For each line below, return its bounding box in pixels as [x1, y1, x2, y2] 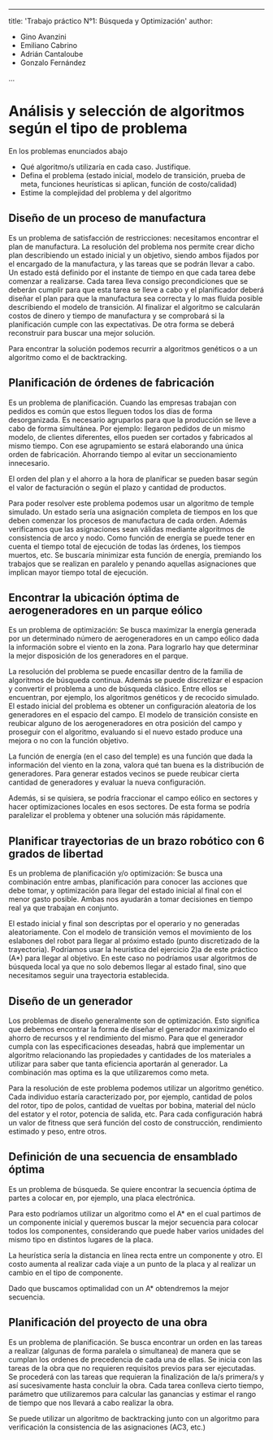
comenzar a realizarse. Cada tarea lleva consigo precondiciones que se [8, 276, 249, 285]
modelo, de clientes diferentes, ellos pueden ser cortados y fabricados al [8, 432, 253, 442]
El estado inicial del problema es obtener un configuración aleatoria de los [8, 701, 257, 711]
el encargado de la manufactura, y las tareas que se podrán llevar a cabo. [8, 259, 255, 268]
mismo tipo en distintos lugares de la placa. [8, 1234, 154, 1244]
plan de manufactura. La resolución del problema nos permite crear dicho [8, 241, 255, 251]
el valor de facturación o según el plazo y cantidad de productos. [8, 482, 227, 492]
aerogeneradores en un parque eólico [8, 603, 203, 617]
